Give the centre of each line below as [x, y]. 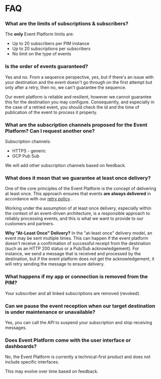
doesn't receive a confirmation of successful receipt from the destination [78, 244]
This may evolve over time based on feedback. [52, 371]
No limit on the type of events [41, 54]
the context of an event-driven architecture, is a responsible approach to [78, 214]
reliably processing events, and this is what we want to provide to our [74, 218]
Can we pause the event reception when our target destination [80, 306]
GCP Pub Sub [26, 156]
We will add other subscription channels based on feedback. [65, 165]
